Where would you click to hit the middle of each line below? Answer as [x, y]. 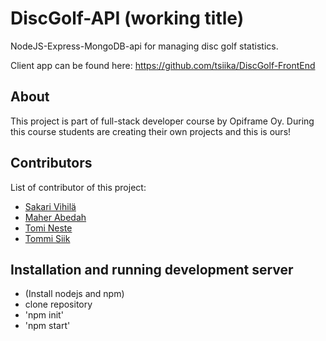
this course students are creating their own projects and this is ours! [151, 131]
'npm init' [44, 315]
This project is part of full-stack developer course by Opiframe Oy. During [162, 121]
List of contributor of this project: [78, 187]
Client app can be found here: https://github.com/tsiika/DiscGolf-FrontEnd [163, 65]
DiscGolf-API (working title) [127, 18]
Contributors [51, 163]
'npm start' [47, 326]
